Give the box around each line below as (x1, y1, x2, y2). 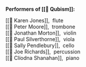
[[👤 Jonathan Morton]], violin (5, 29, 77, 36)
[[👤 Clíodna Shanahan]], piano (5, 55, 80, 61)
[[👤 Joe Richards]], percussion (5, 48, 81, 55)
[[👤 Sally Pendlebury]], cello (5, 42, 74, 49)
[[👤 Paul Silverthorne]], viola (5, 36, 75, 42)
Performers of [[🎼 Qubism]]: (5, 6, 75, 12)
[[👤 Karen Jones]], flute (5, 17, 64, 24)
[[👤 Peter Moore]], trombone (5, 24, 75, 30)
